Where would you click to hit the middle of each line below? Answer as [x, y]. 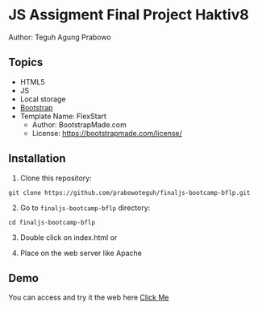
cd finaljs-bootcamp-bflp [52, 222]
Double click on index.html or [69, 237]
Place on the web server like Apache [81, 253]
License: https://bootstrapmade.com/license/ [107, 133]
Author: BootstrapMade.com [79, 124]
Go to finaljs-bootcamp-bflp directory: [85, 208]
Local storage [43, 99]
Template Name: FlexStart [63, 116]
